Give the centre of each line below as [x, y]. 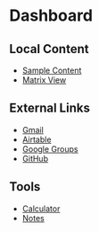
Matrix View [44, 80]
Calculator [41, 209]
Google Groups [50, 148]
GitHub [35, 158]
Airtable [37, 139]
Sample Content [52, 70]
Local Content [49, 49]
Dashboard [51, 16]
